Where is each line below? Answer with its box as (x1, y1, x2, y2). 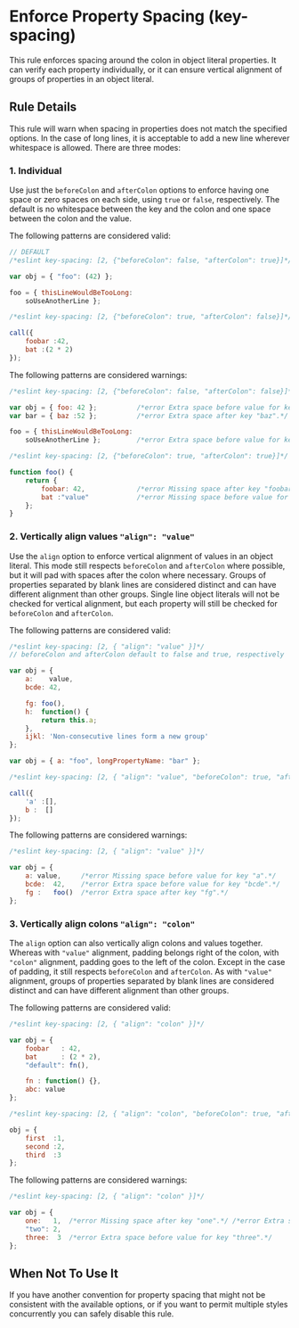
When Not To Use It (9, 1266, 118, 1281)
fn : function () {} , (25, 1076, 101, 1085)
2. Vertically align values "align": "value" (9, 531, 195, 543)
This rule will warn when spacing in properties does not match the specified (9, 123, 287, 134)
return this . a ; (41, 715, 98, 724)
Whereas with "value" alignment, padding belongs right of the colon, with (9, 947, 279, 958)
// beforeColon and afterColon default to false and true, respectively (9, 650, 285, 659)
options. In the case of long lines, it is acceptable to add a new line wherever (9, 132, 290, 144)
